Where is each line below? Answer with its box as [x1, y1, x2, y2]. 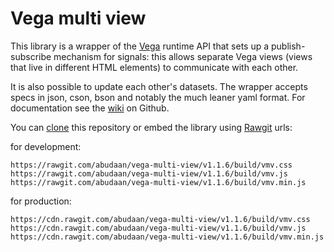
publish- [271, 40, 306, 52]
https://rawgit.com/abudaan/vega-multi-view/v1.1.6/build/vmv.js [10, 168, 288, 179]
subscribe [10, 50, 52, 62]
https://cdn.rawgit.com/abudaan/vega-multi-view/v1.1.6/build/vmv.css [10, 214, 311, 224]
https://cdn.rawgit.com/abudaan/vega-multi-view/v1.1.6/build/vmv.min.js [10, 232, 325, 242]
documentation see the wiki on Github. [10, 102, 170, 114]
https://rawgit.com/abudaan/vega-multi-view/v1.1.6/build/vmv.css [10, 160, 293, 170]
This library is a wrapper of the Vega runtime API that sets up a [10, 40, 270, 52]
